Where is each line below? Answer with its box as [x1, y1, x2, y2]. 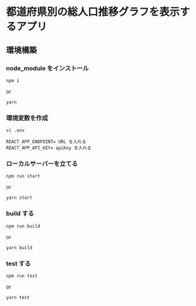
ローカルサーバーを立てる [6, 160, 78, 168]
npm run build [6, 223, 41, 229]
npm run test [6, 273, 38, 279]
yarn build [6, 245, 33, 250]
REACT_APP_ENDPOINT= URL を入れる [6, 139, 86, 145]
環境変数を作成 [6, 114, 48, 122]
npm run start [6, 173, 41, 179]
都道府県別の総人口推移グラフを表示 [6, 5, 180, 19]
